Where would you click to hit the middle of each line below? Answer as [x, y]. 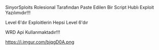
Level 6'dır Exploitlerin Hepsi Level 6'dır [47, 22]
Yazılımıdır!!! [18, 13]
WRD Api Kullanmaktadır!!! [33, 32]
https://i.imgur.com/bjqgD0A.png [40, 42]
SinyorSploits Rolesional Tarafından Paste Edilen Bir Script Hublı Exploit [80, 7]
